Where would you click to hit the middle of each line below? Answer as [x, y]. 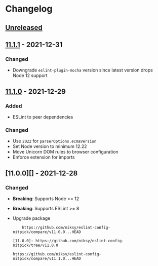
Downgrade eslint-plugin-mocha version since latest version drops [83, 70]
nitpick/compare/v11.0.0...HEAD [47, 232]
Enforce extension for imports [44, 157]
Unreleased [24, 28]
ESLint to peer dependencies [43, 117]
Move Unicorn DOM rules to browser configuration [65, 152]
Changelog [29, 9]
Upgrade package [31, 218]
